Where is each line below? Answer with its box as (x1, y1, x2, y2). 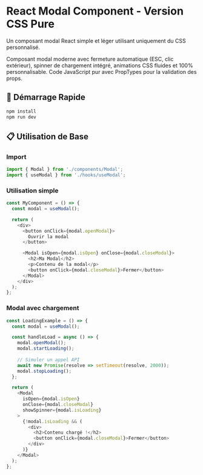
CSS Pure (6, 17, 55, 31)
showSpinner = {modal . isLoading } (22, 407, 102, 413)
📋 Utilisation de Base (6, 131, 89, 142)
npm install (6, 108, 36, 115)
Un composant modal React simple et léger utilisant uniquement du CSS (6, 37, 186, 44)
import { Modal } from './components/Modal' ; (6, 167, 123, 173)
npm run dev (6, 114, 36, 120)
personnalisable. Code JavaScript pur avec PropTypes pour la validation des (6, 68, 197, 75)
